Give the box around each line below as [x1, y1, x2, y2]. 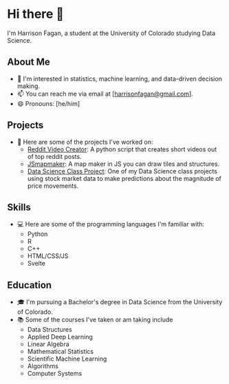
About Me [7, 56, 50, 68]
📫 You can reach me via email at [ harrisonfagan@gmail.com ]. [17, 89, 194, 98]
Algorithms [27, 362, 58, 370]
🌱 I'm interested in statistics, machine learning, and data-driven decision [17, 74, 222, 83]
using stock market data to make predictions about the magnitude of [27, 174, 221, 182]
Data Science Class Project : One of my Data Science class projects [27, 167, 218, 175]
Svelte [27, 259, 46, 268]
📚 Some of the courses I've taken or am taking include [17, 316, 173, 324]
